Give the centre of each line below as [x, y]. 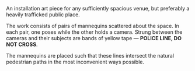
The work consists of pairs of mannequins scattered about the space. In [93, 26]
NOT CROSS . [22, 44]
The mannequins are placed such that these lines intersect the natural [90, 56]
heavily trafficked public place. [43, 15]
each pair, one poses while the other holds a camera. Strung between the [94, 32]
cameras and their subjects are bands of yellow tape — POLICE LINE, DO [94, 38]
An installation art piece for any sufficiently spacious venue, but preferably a [98, 8]
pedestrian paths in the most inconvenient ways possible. [75, 62]
